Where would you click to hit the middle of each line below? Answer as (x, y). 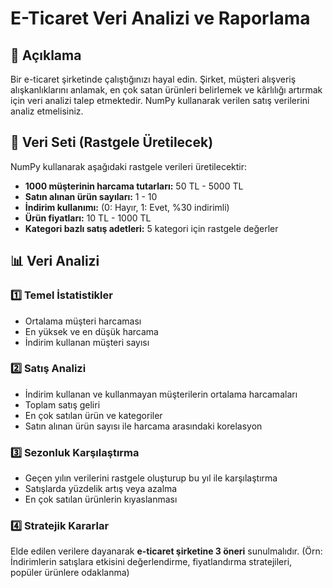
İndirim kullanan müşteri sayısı (87, 342)
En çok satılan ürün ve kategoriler (93, 415)
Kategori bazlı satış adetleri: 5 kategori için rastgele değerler (151, 228)
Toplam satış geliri (62, 404)
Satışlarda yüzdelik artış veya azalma (101, 489)
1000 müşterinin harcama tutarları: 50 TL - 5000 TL (134, 186)
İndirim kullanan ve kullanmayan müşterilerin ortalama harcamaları (161, 394)
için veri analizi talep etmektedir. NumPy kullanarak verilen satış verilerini (160, 100)
